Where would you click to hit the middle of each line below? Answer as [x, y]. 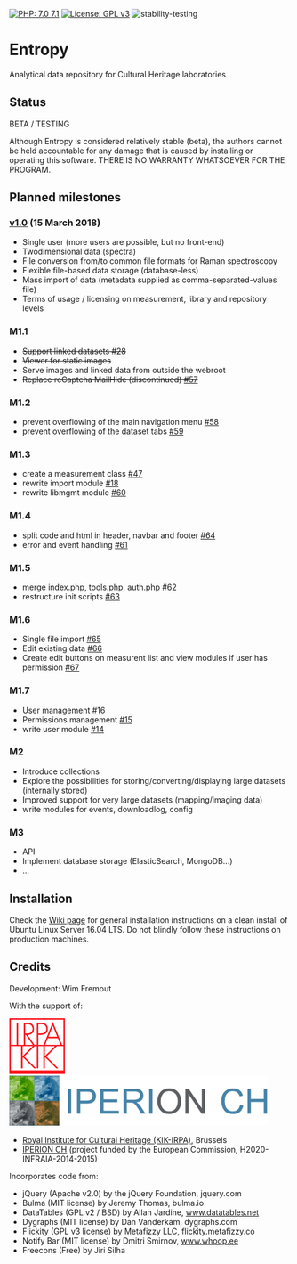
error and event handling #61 [75, 544]
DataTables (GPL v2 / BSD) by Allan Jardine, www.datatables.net [140, 1212]
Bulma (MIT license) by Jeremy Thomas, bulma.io [113, 1203]
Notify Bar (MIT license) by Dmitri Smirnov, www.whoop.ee [130, 1240]
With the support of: [46, 1006]
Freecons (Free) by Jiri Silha [74, 1250]
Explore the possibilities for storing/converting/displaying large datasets [154, 780]
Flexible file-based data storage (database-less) [110, 271]
